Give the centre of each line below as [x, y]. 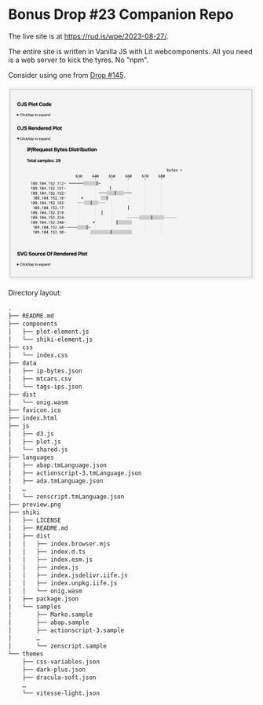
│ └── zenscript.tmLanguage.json [66, 497]
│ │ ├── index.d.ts [47, 552]
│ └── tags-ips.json [45, 387]
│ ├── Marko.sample [50, 615]
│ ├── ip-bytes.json [45, 371]
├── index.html [33, 418]
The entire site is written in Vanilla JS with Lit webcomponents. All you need [130, 51]
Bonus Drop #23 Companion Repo [121, 15]
